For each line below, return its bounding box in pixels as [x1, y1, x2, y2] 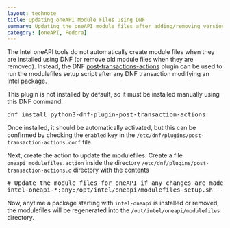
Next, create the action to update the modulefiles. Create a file [7, 151, 183, 160]
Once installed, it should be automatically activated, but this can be [7, 124, 196, 132]
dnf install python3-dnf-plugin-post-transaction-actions [7, 111, 206, 118]
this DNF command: [7, 97, 64, 106]
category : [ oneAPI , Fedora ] [7, 29, 88, 36]
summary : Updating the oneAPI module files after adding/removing [7, 23, 201, 29]
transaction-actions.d [7, 167, 72, 175]
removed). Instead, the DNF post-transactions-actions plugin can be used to [7, 62, 222, 71]
